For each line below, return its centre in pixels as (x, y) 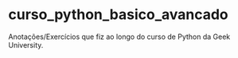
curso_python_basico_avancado (118, 15)
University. (26, 44)
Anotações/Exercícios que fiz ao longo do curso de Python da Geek (119, 37)
